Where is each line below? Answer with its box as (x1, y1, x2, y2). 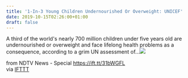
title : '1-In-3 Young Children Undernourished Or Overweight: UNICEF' (6, 8, 183, 15)
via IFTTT (6, 66, 29, 73)
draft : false (6, 19, 38, 25)
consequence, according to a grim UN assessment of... (6, 48, 140, 55)
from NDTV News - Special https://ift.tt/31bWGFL (6, 59, 126, 67)
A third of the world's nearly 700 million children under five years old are (6, 36, 182, 42)
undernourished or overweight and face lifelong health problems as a (6, 41, 174, 48)
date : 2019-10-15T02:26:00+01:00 (6, 14, 88, 20)
